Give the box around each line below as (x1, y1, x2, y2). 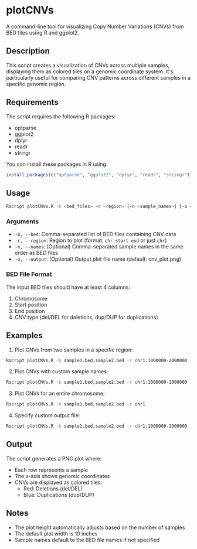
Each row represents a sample (14, 466, 88, 473)
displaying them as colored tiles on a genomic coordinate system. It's (6, 68, 174, 75)
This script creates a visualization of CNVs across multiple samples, (6, 62, 170, 69)
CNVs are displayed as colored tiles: (14, 479, 103, 486)
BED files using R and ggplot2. (6, 29, 80, 36)
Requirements (6, 97, 59, 107)
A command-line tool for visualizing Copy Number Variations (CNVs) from (6, 23, 184, 30)
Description (6, 46, 50, 56)
